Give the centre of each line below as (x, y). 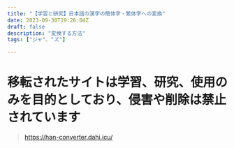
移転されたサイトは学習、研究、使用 (111, 83)
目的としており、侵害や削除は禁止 (129, 100)
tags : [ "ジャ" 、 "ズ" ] (36, 40)
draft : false (26, 27)
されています (44, 118)
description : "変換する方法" (46, 33)
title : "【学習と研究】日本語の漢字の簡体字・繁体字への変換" (86, 14)
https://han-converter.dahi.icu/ (68, 138)
